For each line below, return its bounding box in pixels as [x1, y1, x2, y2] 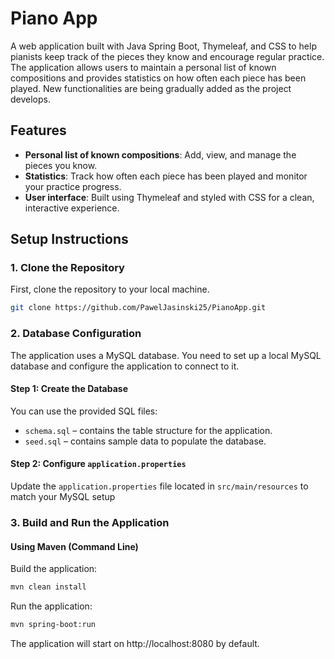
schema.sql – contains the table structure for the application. [24, 424, 273, 436]
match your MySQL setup [10, 491, 116, 503]
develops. [10, 93, 51, 105]
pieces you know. [24, 159, 98, 171]
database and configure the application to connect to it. [10, 360, 240, 372]
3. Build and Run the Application [10, 515, 170, 529]
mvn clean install [10, 582, 87, 592]
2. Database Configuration [10, 327, 142, 341]
